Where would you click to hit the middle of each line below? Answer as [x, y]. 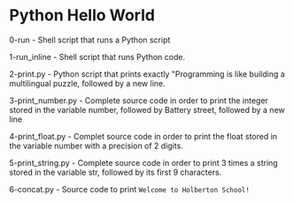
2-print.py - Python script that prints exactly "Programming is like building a [147, 74]
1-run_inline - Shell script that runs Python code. [97, 56]
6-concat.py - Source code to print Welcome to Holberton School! [130, 189]
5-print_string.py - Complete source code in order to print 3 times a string [143, 162]
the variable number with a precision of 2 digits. [96, 146]
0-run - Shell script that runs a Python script [90, 40]
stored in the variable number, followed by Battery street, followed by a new [147, 109]
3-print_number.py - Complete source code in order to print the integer [139, 100]
